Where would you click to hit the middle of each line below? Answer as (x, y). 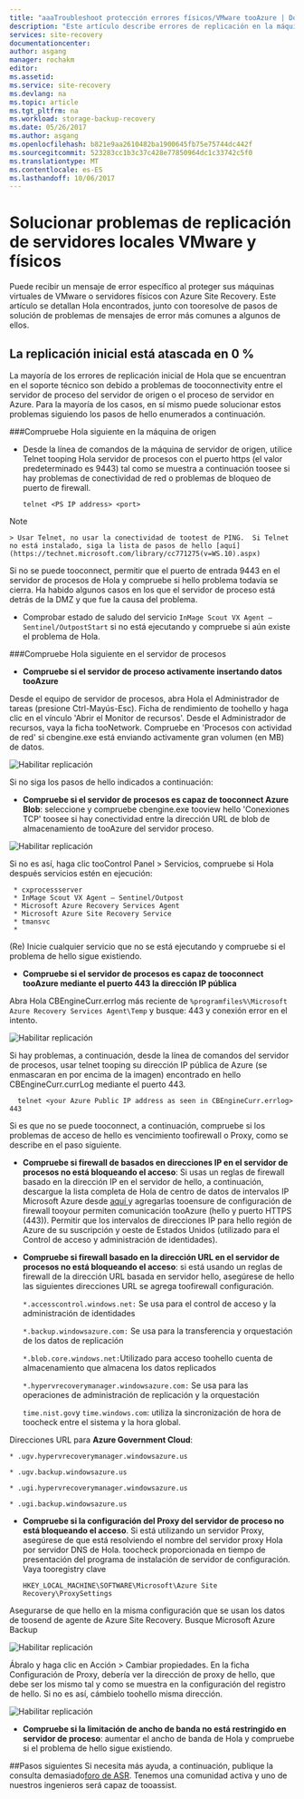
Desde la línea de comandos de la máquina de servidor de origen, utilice (157, 449)
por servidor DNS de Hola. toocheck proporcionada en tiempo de (144, 1550)
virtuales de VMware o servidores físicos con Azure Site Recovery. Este (143, 297)
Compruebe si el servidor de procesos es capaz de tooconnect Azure (156, 800)
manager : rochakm (42, 60)
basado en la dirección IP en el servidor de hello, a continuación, (143, 1182)
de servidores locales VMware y (133, 242)
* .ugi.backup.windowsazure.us (68, 1504)
